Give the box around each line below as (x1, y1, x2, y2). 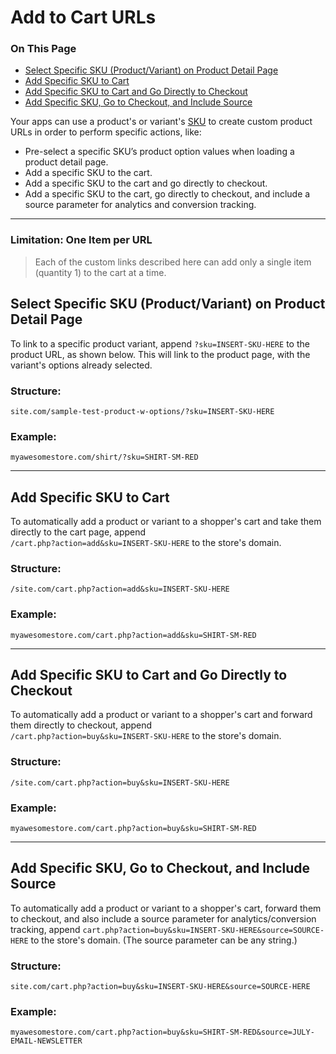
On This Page (10, 42, 77, 56)
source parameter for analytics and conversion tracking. (24, 199, 257, 211)
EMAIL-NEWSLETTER (10, 1036, 83, 1046)
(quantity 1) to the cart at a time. (34, 266, 167, 278)
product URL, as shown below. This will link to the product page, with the (10, 348, 311, 360)
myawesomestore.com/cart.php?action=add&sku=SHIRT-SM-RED (10, 630, 257, 640)
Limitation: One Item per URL (10, 233, 153, 247)
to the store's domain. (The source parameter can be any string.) (30, 934, 298, 946)
